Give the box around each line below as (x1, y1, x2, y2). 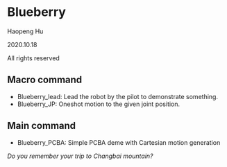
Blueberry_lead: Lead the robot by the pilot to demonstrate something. (17, 92, 219, 100)
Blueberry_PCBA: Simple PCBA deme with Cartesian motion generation (17, 138, 221, 146)
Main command (7, 120, 76, 132)
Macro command (7, 74, 83, 86)
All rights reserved (7, 53, 60, 62)
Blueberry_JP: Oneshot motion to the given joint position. (17, 100, 180, 108)
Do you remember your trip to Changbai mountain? (7, 152, 153, 160)
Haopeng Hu (7, 27, 44, 35)
